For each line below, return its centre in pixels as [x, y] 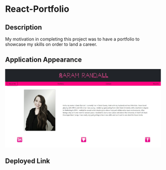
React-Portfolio [37, 9]
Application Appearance [44, 60]
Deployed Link [28, 161]
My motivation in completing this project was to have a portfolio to [72, 39]
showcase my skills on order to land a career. [51, 44]
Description [23, 27]
